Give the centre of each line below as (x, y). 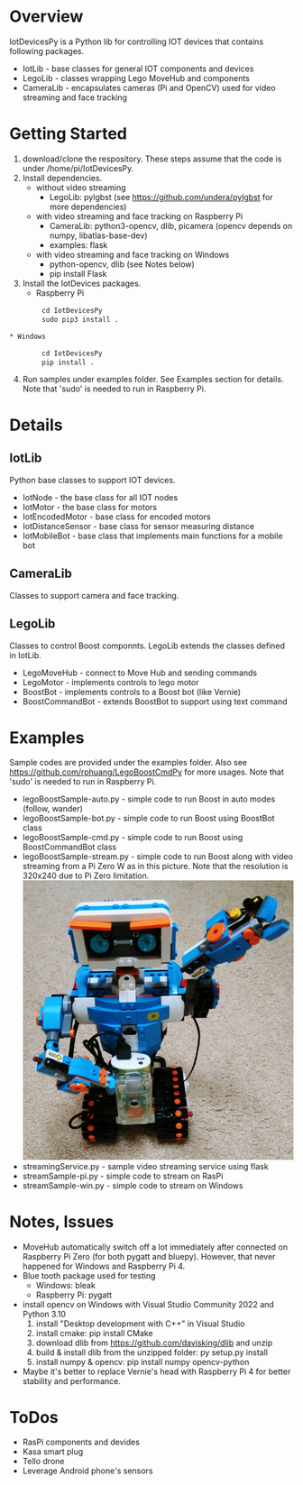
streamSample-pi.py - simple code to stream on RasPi (123, 1176)
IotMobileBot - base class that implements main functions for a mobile (152, 536)
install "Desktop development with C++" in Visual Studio (140, 1324)
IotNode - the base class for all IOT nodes (100, 497)
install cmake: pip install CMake (94, 1333)
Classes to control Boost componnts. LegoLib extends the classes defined (147, 646)
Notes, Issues (62, 1221)
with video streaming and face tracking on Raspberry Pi (139, 216)
